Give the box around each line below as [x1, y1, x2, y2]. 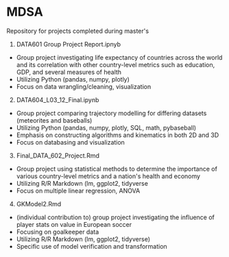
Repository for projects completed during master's [6, 27, 149, 35]
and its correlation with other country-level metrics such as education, [16, 60, 215, 69]
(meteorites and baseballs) [16, 116, 93, 124]
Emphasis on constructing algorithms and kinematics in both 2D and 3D [16, 131, 219, 139]
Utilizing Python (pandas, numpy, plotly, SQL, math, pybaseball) [16, 123, 197, 132]
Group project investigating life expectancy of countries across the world [16, 53, 223, 62]
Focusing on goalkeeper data [16, 228, 99, 236]
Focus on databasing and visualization [16, 138, 125, 146]
